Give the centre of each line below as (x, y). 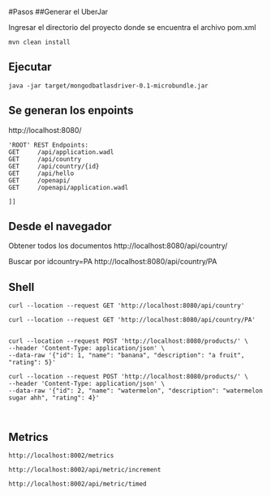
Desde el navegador (60, 227)
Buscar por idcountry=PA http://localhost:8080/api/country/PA (113, 262)
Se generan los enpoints (71, 111)
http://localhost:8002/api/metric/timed (78, 484)
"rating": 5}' (32, 363)
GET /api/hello (41, 173)
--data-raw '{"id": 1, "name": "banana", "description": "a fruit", (127, 356)
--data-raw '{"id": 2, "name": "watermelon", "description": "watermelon (136, 391)
